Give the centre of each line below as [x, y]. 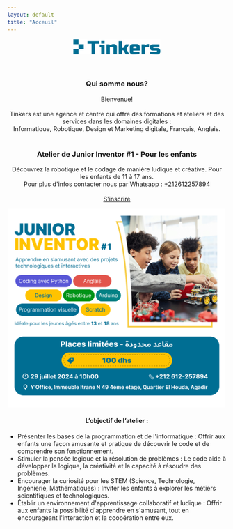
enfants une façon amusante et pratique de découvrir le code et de [113, 443]
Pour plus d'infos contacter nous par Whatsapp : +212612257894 [117, 184]
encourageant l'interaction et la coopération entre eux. [95, 517]
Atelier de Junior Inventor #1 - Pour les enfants [117, 154]
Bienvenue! [117, 99]
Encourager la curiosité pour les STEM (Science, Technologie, [106, 480]
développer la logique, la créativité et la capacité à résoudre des [109, 466]
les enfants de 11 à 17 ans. [117, 177]
